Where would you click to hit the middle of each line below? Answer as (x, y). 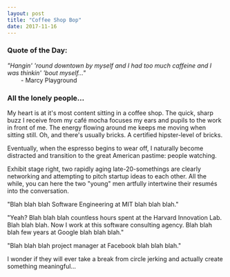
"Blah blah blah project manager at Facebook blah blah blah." (94, 245)
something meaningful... (42, 266)
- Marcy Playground (49, 80)
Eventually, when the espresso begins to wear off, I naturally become (105, 148)
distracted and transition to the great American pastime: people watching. (112, 155)
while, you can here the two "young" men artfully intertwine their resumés (112, 183)
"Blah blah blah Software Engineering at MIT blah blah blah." (93, 204)
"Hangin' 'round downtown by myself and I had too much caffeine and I (109, 65)
